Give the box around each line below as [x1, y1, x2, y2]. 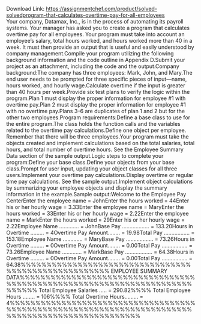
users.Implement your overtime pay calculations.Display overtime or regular [6, 172, 194, 178]
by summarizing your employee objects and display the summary [6, 184, 167, 192]
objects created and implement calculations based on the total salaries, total [6, 140, 195, 146]
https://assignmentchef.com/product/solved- [46, 5, 158, 12]
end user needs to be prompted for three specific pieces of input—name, [6, 75, 187, 83]
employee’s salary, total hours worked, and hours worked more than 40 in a [6, 37, 193, 44]
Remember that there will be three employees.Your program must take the [6, 133, 189, 140]
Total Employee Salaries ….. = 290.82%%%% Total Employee [38, 287, 191, 294]
